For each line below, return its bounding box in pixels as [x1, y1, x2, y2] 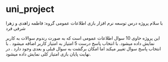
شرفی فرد [6, 25, 26, 31]
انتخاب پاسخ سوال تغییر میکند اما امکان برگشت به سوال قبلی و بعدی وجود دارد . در [6, 45, 161, 51]
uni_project [6, 3, 54, 15]
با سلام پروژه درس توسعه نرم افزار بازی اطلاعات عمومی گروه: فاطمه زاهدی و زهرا [6, 20, 163, 26]
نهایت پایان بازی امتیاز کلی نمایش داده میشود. [6, 51, 91, 57]
